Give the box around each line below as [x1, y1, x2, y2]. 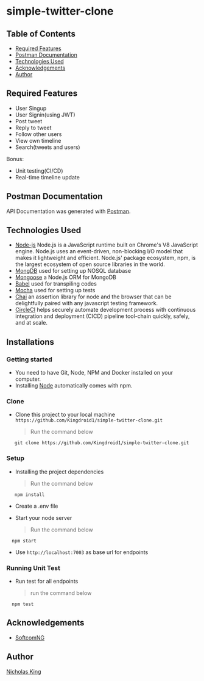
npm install [14, 491, 45, 498]
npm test [12, 601, 34, 608]
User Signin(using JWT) [15, 111, 76, 118]
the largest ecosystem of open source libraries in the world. [15, 261, 166, 268]
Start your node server [15, 514, 72, 521]
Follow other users [15, 130, 62, 138]
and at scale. [15, 319, 47, 326]
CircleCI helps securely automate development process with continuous [15, 306, 196, 314]
